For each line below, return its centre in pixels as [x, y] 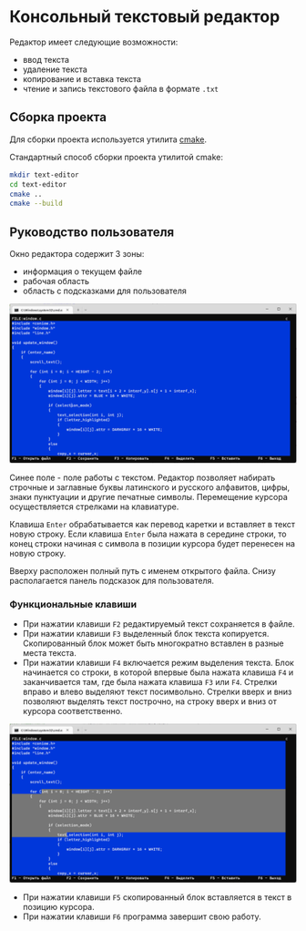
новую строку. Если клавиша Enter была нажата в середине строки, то [148, 534]
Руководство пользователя [92, 232]
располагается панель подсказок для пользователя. [112, 580]
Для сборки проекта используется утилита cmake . [108, 139]
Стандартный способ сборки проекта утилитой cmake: [116, 157]
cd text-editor [38, 184]
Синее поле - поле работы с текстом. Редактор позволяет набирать [143, 477]
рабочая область [56, 281]
